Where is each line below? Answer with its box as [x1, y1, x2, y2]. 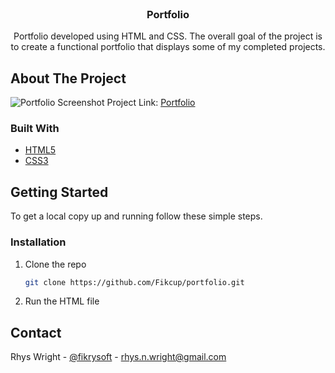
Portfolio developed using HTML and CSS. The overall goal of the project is [13, 30, 323, 42]
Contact [10, 324, 62, 341]
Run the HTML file [24, 295, 100, 307]
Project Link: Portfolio [106, 97, 196, 109]
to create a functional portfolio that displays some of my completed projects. [10, 41, 326, 53]
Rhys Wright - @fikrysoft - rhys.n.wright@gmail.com [10, 351, 227, 363]
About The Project [10, 70, 127, 87]
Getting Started [10, 183, 109, 201]
